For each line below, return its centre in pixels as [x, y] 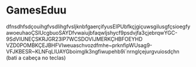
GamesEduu [36, 10]
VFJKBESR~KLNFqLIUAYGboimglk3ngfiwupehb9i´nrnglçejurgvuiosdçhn [93, 51]
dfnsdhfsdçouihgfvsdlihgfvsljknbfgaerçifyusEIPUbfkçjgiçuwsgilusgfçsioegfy [98, 26]
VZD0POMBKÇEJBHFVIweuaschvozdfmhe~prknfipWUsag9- [79, 45]
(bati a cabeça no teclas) [36, 58]
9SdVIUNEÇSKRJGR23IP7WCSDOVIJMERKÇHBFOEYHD [74, 39]
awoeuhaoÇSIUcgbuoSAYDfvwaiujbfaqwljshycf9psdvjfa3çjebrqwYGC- [92, 32]
